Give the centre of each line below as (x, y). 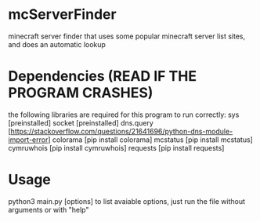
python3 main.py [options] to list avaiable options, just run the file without (126, 201)
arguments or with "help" (49, 209)
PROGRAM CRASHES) (81, 93)
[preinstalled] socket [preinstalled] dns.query (81, 122)
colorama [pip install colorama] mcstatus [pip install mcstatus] (152, 140)
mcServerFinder (62, 15)
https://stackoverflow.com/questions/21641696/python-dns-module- (122, 131)
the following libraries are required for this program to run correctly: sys (124, 115)
